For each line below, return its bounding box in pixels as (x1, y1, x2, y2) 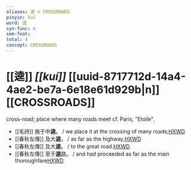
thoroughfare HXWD (14, 157, 64, 164)
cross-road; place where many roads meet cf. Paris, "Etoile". (6, 115, 155, 123)
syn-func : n (6, 25, 36, 32)
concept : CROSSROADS (6, 42, 58, 48)
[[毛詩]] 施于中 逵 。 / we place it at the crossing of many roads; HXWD (14, 127, 185, 135)
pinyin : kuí (6, 14, 36, 20)
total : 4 (6, 37, 28, 42)
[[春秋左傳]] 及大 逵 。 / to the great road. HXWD (14, 142, 130, 150)
